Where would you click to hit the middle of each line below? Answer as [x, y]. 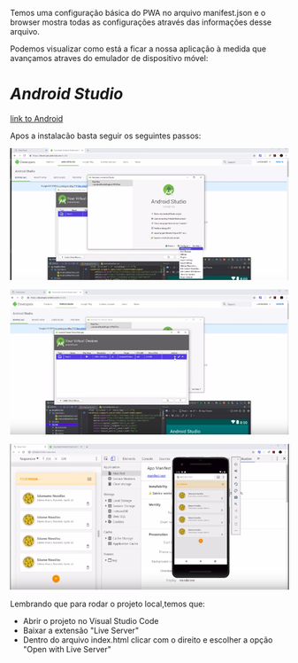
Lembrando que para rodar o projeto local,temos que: [108, 604]
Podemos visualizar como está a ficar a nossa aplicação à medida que [138, 49]
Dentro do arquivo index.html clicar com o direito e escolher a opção [148, 640]
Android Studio [67, 94]
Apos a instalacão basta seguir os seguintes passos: [106, 136]
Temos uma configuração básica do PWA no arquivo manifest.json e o [138, 13]
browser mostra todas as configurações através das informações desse [141, 22]
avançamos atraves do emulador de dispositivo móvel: [109, 58]
